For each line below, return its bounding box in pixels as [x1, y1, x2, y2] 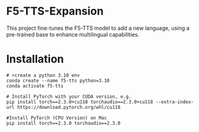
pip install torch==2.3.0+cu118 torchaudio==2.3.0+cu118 [6, 99, 153, 105]
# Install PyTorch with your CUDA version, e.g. [6, 93, 132, 100]
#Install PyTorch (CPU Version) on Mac [6, 114, 107, 121]
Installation [6, 52, 64, 66]
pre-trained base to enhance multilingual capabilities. [6, 30, 140, 38]
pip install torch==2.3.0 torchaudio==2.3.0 [6, 120, 121, 126]
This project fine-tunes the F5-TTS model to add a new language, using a [6, 24, 190, 32]
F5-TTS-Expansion [6, 4, 104, 18]
